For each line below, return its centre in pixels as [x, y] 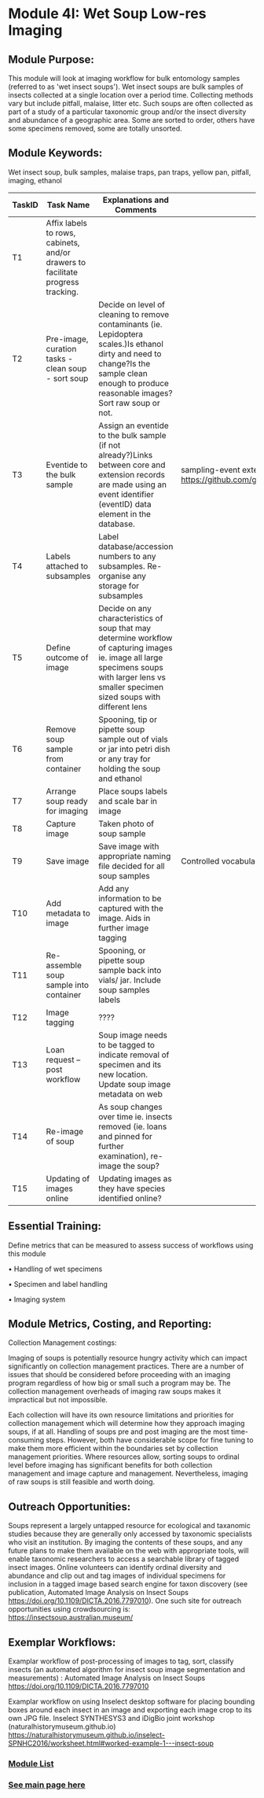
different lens [123, 706]
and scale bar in [128, 801]
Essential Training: [55, 1227]
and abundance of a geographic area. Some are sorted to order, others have [132, 120]
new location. [123, 1074]
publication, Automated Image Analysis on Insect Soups [98, 1593]
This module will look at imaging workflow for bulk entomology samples [124, 78]
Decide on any [125, 608]
